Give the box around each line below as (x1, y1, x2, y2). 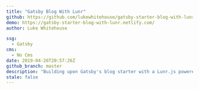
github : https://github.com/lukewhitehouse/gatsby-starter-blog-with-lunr (6, 14, 195, 20)
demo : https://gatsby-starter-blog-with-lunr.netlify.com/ (6, 19, 155, 25)
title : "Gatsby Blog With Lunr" (6, 8, 86, 15)
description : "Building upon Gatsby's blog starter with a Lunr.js (6, 68, 176, 74)
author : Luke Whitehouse (6, 25, 68, 31)
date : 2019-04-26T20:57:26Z (6, 57, 76, 64)
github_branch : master (6, 63, 62, 69)
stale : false (6, 74, 38, 80)
